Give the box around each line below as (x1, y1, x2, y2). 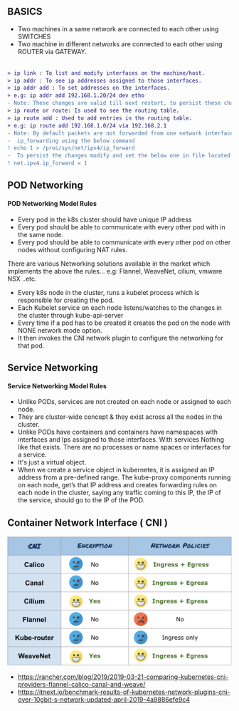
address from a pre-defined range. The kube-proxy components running (17, 473, 231, 482)
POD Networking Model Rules (7, 199, 97, 208)
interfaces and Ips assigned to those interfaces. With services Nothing (17, 435, 225, 444)
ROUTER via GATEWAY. (17, 47, 87, 56)
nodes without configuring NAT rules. (17, 245, 128, 254)
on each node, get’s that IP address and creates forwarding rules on (17, 481, 217, 489)
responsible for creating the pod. (17, 296, 115, 304)
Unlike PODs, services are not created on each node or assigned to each (17, 398, 231, 406)
